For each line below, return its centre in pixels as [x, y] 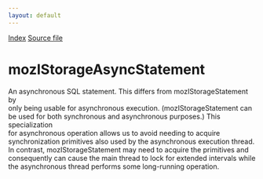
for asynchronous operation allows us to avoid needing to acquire [114, 133]
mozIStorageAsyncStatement [107, 69]
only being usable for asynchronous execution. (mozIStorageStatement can [130, 108]
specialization [31, 124]
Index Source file [35, 38]
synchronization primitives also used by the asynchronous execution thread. [131, 141]
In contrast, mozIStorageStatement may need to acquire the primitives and [128, 149]
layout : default [35, 15]
